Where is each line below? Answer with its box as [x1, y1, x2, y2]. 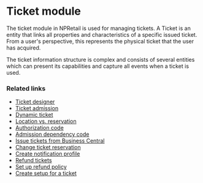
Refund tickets [15, 157, 52, 164]
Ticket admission [15, 105, 59, 112]
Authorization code [15, 124, 64, 132]
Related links [6, 84, 46, 92]
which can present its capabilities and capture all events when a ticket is [6, 62, 189, 70]
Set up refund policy [15, 163, 67, 171]
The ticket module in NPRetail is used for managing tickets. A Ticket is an [6, 24, 191, 32]
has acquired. [6, 44, 41, 51]
